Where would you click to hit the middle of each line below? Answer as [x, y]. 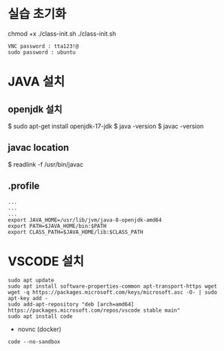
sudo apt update [31, 280]
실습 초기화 [37, 14]
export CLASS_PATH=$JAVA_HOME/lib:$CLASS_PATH [76, 232]
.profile [24, 186]
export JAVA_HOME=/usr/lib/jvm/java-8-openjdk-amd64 [85, 220]
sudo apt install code [40, 316]
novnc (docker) [40, 329]
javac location [38, 148]
